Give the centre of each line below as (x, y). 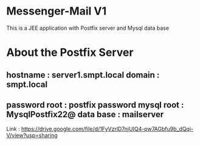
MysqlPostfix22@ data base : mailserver (85, 114)
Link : (13, 129)
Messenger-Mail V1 (57, 11)
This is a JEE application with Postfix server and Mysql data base (88, 28)
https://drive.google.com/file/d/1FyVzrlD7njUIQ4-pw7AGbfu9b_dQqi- (107, 129)
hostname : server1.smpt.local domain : (83, 75)
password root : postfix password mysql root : (95, 105)
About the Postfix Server (70, 52)
